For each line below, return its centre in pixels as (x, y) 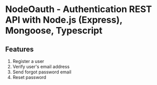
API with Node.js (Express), (64, 20)
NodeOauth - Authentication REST (79, 9)
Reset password (29, 77)
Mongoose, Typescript (54, 31)
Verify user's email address (41, 67)
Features (19, 49)
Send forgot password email (42, 72)
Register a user (28, 61)
